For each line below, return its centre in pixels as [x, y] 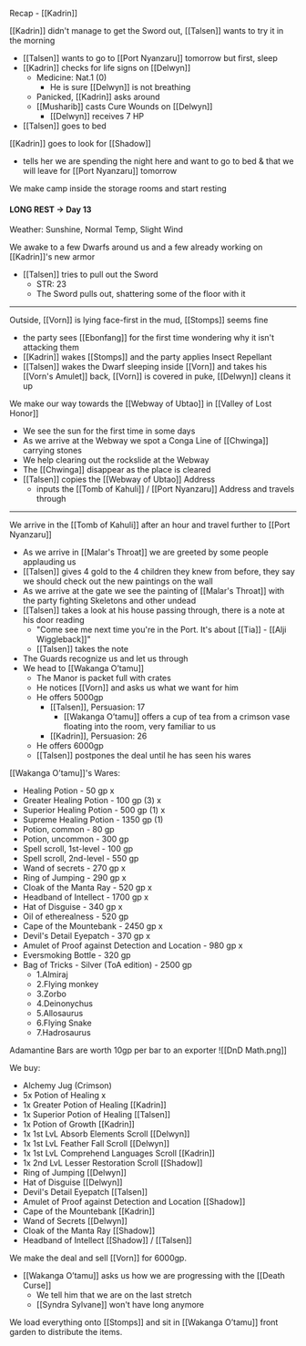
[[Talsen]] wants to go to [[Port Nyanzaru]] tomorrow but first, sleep [150, 58]
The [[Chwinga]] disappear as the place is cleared [117, 470]
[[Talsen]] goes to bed [64, 126]
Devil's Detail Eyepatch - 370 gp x [87, 936]
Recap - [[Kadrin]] [44, 13]
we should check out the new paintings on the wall [118, 581]
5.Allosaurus [60, 1014]
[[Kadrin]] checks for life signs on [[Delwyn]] [107, 68]
